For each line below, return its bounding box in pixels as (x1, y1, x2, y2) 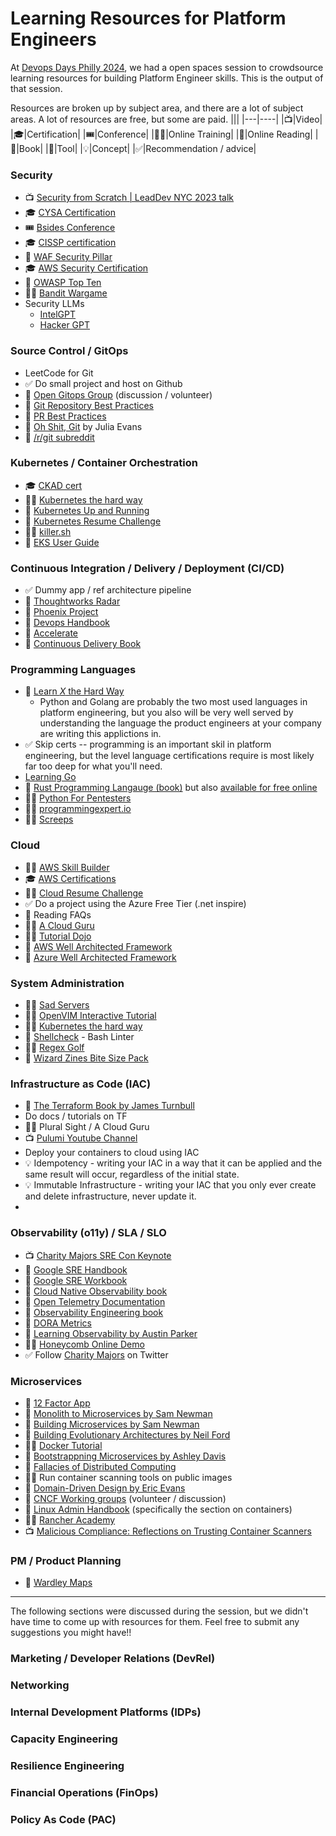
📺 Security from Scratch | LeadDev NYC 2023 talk (24, 192, 235, 204)
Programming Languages (10, 663, 137, 677)
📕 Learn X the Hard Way (24, 685, 125, 697)
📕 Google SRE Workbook (24, 1274, 128, 1286)
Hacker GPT (39, 319, 91, 331)
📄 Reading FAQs (24, 908, 92, 921)
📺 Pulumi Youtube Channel (24, 1132, 138, 1144)
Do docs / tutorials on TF (24, 1110, 128, 1122)
